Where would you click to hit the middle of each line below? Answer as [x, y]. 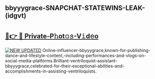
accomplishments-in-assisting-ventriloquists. [51, 71]
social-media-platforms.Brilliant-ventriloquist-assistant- [61, 61]
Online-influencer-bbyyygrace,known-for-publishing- [96, 50]
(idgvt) [16, 16]
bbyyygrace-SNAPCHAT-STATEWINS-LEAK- [75, 8]
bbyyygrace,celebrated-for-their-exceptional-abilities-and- [65, 66]
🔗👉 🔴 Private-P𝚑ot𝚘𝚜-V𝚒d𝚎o [52, 36]
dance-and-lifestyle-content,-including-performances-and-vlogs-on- [76, 55]
